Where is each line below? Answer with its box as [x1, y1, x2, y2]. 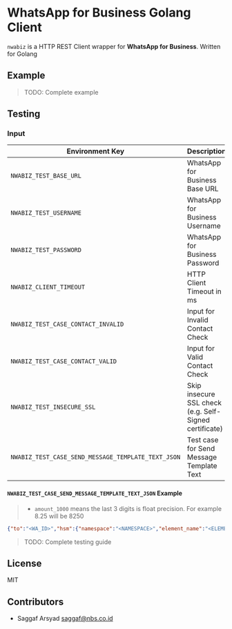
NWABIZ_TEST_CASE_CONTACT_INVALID [10, 320, 124, 329]
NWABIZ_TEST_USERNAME [10, 209, 81, 217]
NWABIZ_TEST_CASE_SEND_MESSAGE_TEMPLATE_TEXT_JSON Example [7, 489, 183, 498]
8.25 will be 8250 [34, 512, 84, 520]
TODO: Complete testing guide [23, 537, 112, 546]
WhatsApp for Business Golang [7, 5, 191, 21]
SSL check [186, 398, 222, 408]
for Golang [7, 50, 38, 58]
